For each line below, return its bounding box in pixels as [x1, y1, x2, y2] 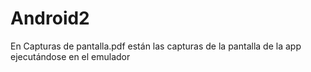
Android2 [10, 7, 90, 30]
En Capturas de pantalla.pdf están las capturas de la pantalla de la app [10, 40, 302, 52]
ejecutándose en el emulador [10, 50, 131, 62]
